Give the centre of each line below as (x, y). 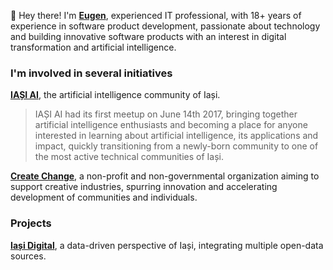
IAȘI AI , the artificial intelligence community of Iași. (115, 95)
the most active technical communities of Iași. (129, 157)
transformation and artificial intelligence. (93, 47)
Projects (31, 223)
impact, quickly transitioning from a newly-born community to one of (176, 146)
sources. (28, 256)
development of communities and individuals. (104, 197)
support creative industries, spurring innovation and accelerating (144, 187)
